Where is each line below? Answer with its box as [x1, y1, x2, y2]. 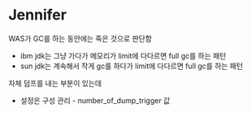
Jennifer [8, 6, 67, 24]
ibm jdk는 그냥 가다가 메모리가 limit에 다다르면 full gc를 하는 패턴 [19, 50, 227, 60]
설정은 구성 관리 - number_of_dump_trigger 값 [19, 95, 171, 105]
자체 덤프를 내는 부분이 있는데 [8, 78, 102, 88]
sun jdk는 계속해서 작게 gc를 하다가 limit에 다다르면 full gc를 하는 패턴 [19, 61, 244, 71]
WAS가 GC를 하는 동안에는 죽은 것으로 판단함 [8, 33, 153, 43]
